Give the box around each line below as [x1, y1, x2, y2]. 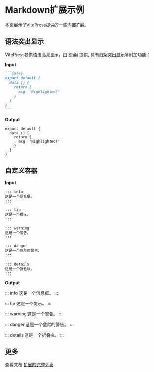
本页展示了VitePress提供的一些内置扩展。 [5, 22, 89, 28]
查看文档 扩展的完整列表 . [5, 362, 55, 368]
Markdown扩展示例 [5, 4, 84, 16]
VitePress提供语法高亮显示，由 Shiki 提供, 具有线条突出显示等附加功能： [5, 51, 151, 57]
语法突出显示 [5, 37, 44, 46]
